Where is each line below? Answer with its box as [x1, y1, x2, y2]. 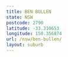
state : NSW [6, 14, 33, 20]
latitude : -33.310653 [6, 25, 60, 31]
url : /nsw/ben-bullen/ [6, 36, 62, 42]
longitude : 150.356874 [6, 31, 62, 37]
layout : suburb [6, 42, 44, 48]
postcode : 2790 [6, 20, 44, 26]
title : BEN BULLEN [6, 8, 51, 15]
